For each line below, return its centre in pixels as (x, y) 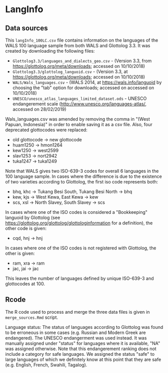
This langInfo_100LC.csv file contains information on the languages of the (82, 40)
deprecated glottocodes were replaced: (46, 130)
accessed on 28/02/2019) (39, 109)
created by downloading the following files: (50, 51)
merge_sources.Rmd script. (32, 317)
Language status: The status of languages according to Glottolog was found (84, 327)
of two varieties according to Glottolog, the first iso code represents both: (82, 182)
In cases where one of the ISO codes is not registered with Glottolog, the (81, 248)
